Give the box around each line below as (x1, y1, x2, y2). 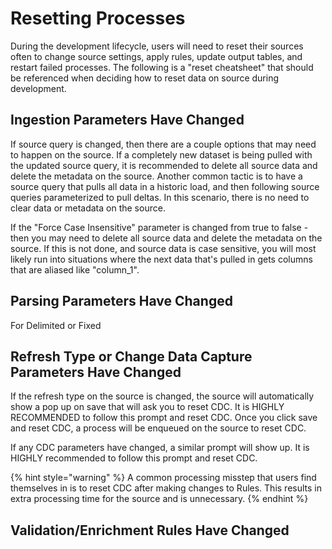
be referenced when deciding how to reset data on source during (10, 72, 279, 84)
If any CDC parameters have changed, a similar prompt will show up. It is (10, 442, 310, 454)
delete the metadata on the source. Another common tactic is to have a (10, 170, 303, 182)
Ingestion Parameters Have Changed (10, 112, 245, 129)
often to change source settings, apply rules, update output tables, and (10, 50, 303, 62)
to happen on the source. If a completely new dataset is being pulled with (10, 148, 313, 161)
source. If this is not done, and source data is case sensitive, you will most (10, 242, 317, 254)
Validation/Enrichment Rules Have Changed (10, 522, 290, 539)
